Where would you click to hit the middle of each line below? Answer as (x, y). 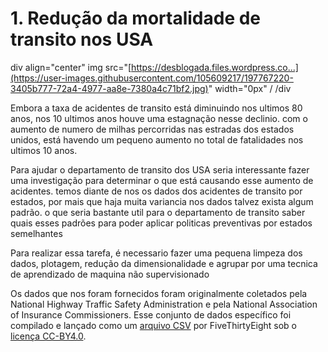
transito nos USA (82, 39)
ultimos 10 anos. (44, 150)
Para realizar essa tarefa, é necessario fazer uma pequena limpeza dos (156, 253)
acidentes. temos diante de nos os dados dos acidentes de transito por (156, 191)
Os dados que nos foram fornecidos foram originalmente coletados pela (159, 293)
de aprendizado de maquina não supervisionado (110, 274)
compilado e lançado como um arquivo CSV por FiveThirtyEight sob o (154, 325)
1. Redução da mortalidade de (136, 18)
